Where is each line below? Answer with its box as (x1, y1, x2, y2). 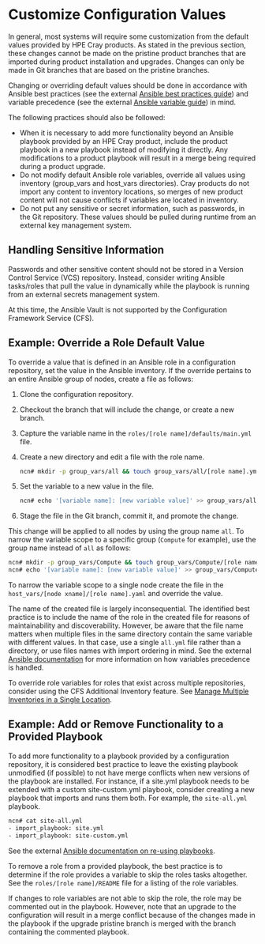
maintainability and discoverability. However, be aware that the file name (8, 621, 244, 630)
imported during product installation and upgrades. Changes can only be (8, 57, 244, 66)
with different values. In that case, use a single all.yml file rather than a (8, 638, 241, 648)
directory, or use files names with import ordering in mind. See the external (8, 646, 252, 655)
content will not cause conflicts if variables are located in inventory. (19, 195, 239, 205)
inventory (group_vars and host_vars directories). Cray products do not (19, 178, 250, 187)
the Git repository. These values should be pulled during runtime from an (19, 212, 256, 221)
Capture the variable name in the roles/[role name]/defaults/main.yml (19, 429, 252, 438)
